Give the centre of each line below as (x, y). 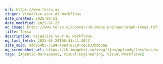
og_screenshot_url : (25, 50)
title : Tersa (18, 32)
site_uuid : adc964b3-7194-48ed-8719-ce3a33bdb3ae (56, 45)
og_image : (15, 27)
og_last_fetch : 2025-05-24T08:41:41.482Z (48, 41)
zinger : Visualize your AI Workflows (43, 14)
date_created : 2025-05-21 (31, 18)
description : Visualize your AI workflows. (50, 37)
